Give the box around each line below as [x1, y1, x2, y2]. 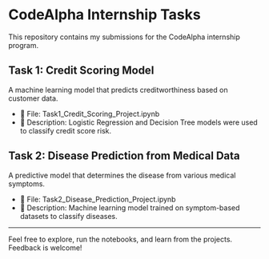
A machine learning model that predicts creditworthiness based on [8, 85, 228, 94]
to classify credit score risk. [19, 126, 112, 135]
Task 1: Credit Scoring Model [8, 64, 155, 78]
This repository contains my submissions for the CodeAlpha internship [8, 32, 240, 42]
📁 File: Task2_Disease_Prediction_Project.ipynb [19, 194, 176, 204]
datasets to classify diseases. [19, 211, 118, 221]
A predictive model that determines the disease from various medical [8, 170, 236, 180]
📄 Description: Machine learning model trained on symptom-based [19, 202, 240, 213]
